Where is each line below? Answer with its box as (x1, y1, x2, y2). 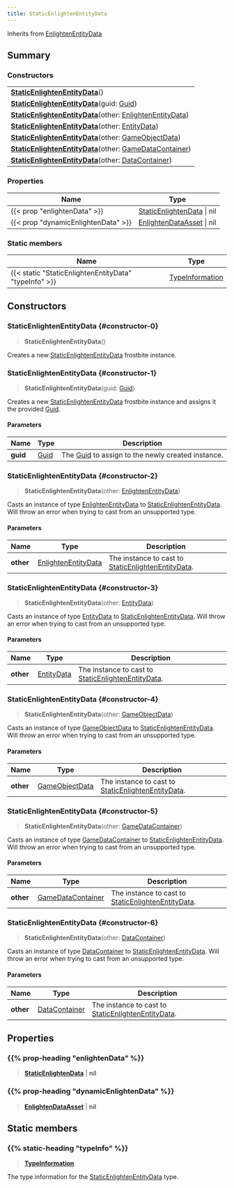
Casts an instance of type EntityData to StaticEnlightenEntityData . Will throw (7, 612, 226, 620)
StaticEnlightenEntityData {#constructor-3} (7, 583, 159, 592)
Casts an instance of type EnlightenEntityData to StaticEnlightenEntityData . (7, 500, 222, 509)
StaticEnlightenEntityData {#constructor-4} (7, 695, 159, 704)
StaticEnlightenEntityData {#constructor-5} (7, 806, 159, 816)
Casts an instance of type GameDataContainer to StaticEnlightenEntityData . (7, 835, 224, 844)
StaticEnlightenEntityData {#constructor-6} (7, 918, 159, 927)
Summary (7, 49, 51, 61)
